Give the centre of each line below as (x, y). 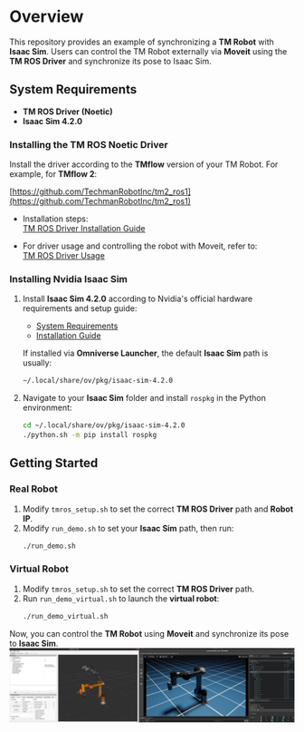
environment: (47, 408)
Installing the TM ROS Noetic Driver (89, 144)
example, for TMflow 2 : (53, 174)
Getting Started (54, 463)
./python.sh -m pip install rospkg (90, 435)
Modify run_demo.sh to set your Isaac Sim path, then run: (128, 528)
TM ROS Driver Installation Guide (84, 229)
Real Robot (34, 489)
